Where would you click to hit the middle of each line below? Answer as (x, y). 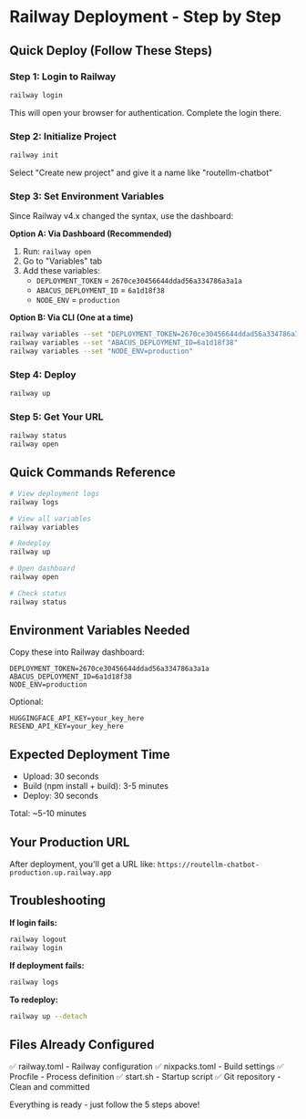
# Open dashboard (42, 569)
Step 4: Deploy (43, 374)
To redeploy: (34, 1000)
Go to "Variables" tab (62, 261)
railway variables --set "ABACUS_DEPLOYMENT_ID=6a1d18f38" (124, 343)
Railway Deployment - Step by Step (146, 17)
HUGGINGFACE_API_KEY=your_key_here (77, 719)
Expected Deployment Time (90, 754)
